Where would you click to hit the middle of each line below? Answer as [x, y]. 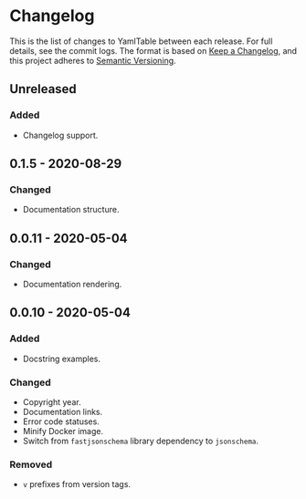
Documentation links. [63, 411]
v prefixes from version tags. [76, 484]
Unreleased [43, 89]
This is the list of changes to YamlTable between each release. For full [141, 41]
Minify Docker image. [63, 431]
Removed [31, 464]
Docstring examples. [62, 359]
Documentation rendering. [72, 284]
